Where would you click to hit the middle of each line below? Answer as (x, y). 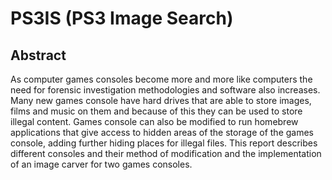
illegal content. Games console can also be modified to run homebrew (154, 121)
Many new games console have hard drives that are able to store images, (161, 100)
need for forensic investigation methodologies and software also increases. (165, 90)
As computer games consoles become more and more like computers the (161, 79)
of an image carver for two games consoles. (101, 164)
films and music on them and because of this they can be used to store (156, 111)
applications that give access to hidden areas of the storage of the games (162, 132)
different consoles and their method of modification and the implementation (166, 153)
